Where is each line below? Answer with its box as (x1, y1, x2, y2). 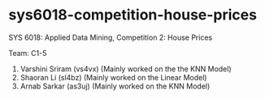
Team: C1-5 (8, 48, 47, 58)
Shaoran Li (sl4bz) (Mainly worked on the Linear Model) (20, 72, 207, 82)
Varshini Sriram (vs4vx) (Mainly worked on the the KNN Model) (20, 63, 232, 74)
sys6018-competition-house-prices (8, 6, 258, 24)
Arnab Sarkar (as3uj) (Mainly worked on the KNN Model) (20, 81, 211, 91)
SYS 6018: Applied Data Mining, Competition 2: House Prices (8, 32, 213, 42)
